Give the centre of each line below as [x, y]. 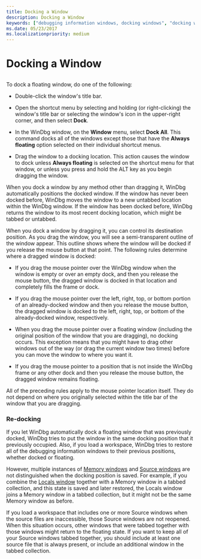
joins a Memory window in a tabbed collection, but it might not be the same [99, 495]
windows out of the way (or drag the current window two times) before [102, 348]
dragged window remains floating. [57, 379]
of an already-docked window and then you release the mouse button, [101, 305]
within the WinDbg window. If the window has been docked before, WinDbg [99, 206]
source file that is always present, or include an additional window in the [95, 544]
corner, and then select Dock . [51, 120]
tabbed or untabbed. [31, 219]
